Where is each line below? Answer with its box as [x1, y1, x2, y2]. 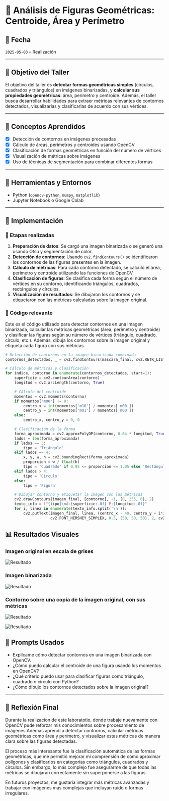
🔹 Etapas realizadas [5, 232, 54, 239]
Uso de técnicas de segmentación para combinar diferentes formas [12, 159, 153, 165]
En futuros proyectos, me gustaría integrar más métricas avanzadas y [5, 779, 149, 785]
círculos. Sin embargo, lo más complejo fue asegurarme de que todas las [5, 764, 157, 770]
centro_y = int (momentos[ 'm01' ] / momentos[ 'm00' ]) [23, 408, 134, 413]
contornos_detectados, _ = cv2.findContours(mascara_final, [5, 357, 134, 362]
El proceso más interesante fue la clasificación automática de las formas [5, 748, 155, 754]
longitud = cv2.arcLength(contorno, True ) [14, 380, 105, 386]
